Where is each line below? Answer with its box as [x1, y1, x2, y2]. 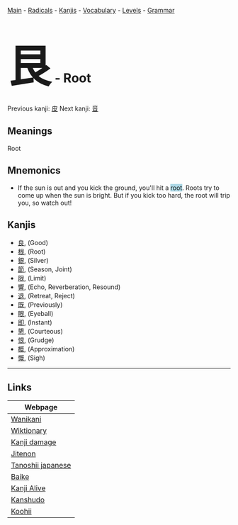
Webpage [24, 402, 58, 412]
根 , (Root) [17, 247, 46, 256]
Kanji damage [11, 437, 57, 447]
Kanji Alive [11, 483, 46, 493]
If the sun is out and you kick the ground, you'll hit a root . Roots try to [17, 184, 220, 192]
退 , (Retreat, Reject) [17, 292, 76, 300]
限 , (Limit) [17, 274, 47, 283]
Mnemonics [7, 164, 62, 176]
